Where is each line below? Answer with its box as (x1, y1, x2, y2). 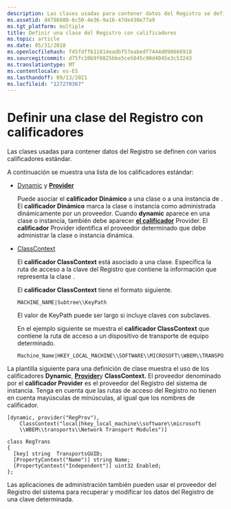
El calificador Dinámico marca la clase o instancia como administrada (16, 202, 216, 210)
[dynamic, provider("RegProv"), (7, 414, 100, 422)
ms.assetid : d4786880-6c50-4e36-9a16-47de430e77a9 (7, 17, 155, 23)
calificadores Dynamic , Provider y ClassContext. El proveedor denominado (7, 372, 221, 380)
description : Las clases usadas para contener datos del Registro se (7, 10, 211, 17)
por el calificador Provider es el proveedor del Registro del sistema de (7, 379, 208, 387)
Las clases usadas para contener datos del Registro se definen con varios (7, 147, 217, 155)
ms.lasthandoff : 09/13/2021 (7, 74, 88, 81)
